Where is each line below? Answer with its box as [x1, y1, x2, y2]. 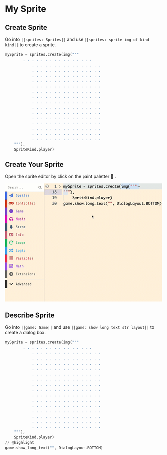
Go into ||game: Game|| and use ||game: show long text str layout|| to [5, 324, 155, 330]
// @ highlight [5, 440, 35, 445]
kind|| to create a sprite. [5, 42, 56, 48]
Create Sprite [5, 23, 47, 32]
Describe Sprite [5, 311, 55, 319]
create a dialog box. [5, 330, 46, 336]
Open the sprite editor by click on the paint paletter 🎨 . [5, 173, 116, 180]
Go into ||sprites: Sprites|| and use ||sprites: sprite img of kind [5, 36, 149, 42]
